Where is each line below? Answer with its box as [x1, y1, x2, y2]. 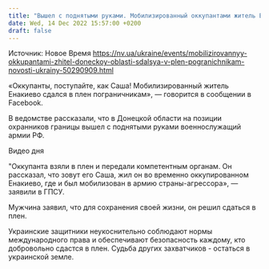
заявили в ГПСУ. [8, 187, 65, 197]
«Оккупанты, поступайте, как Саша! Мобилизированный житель [8, 81, 230, 90]
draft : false [8, 26, 52, 34]
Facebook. [8, 98, 44, 108]
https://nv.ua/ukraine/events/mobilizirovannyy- [92, 49, 247, 58]
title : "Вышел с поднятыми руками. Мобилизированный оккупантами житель [8, 11, 256, 20]
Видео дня [8, 146, 44, 156]
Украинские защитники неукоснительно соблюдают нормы [8, 227, 213, 236]
